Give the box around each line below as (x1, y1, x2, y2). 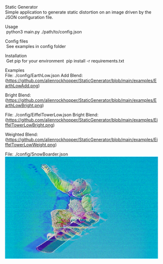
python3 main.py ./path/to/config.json (6, 29, 82, 34)
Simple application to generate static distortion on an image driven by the (5, 9, 152, 15)
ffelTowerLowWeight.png (5, 142, 55, 147)
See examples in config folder (6, 44, 66, 49)
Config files (5, 38, 28, 44)
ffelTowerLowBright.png (5, 122, 53, 128)
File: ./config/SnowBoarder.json (5, 151, 68, 157)
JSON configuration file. (5, 15, 53, 20)
